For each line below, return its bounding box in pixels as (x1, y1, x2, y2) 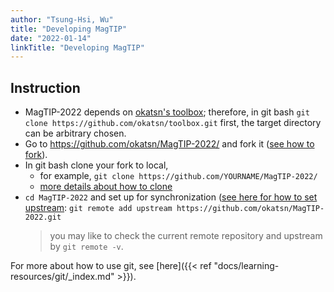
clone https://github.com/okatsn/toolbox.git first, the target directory (24, 117, 322, 129)
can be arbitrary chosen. (24, 127, 127, 140)
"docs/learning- (213, 260, 280, 272)
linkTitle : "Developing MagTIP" (10, 42, 145, 53)
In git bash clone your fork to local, (24, 159, 169, 171)
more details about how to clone (39, 181, 173, 193)
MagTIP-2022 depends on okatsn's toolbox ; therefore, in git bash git (24, 106, 310, 118)
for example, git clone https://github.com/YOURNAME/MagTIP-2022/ (39, 170, 318, 182)
